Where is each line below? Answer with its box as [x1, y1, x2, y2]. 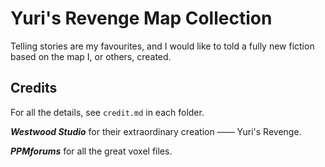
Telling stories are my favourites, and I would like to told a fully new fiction [10, 40, 315, 52]
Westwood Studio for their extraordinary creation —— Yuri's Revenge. [10, 125, 302, 137]
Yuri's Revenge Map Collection [10, 7, 273, 30]
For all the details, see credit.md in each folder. [10, 106, 205, 118]
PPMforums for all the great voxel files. [10, 145, 173, 157]
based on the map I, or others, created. [10, 50, 172, 62]
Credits [10, 80, 58, 97]
